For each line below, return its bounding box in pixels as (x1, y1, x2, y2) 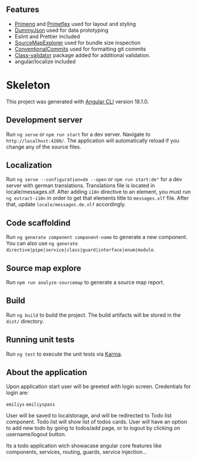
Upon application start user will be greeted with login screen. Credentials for (6, 383, 191, 390)
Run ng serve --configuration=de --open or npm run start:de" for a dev (6, 176, 182, 183)
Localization (6, 160, 52, 170)
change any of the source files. (6, 143, 82, 150)
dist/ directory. (6, 317, 44, 324)
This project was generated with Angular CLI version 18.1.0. (6, 98, 149, 105)
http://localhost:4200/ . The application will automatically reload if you (6, 137, 179, 144)
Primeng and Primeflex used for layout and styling (14, 20, 136, 27)
